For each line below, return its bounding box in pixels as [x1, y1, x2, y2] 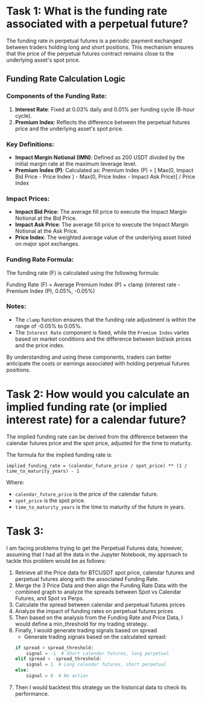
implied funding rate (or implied [6, 400, 168, 414]
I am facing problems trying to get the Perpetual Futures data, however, [6, 544, 183, 551]
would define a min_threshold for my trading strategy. [14, 620, 148, 628]
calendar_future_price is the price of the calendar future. [14, 490, 159, 498]
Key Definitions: [6, 140, 54, 149]
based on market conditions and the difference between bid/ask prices [14, 335, 192, 342]
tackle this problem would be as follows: [6, 557, 107, 564]
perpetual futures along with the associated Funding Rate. [14, 575, 159, 582]
